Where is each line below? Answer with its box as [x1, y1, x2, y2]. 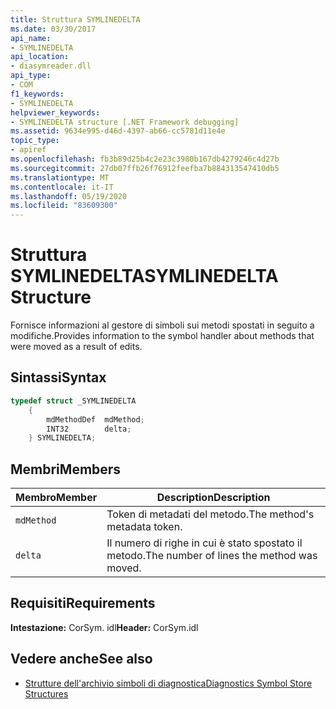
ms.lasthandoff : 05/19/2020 [10, 191, 128, 201]
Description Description [156, 491, 271, 505]
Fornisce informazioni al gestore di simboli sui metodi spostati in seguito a [10, 319, 315, 331]
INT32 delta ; [46, 424, 132, 434]
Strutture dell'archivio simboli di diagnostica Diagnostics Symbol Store [24, 677, 313, 689]
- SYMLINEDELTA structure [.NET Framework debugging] [10, 117, 240, 127]
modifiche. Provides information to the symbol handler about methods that [10, 330, 315, 342]
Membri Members [10, 461, 122, 478]
